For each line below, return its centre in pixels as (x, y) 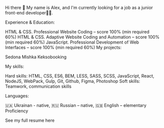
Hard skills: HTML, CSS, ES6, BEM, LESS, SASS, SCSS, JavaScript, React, (80, 76)
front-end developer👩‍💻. (29, 13)
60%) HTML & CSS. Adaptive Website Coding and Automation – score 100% (82, 37)
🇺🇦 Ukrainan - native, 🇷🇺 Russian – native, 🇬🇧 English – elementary (76, 105)
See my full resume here (30, 120)
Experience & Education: (30, 22)
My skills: (15, 66)
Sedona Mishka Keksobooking (36, 57)
